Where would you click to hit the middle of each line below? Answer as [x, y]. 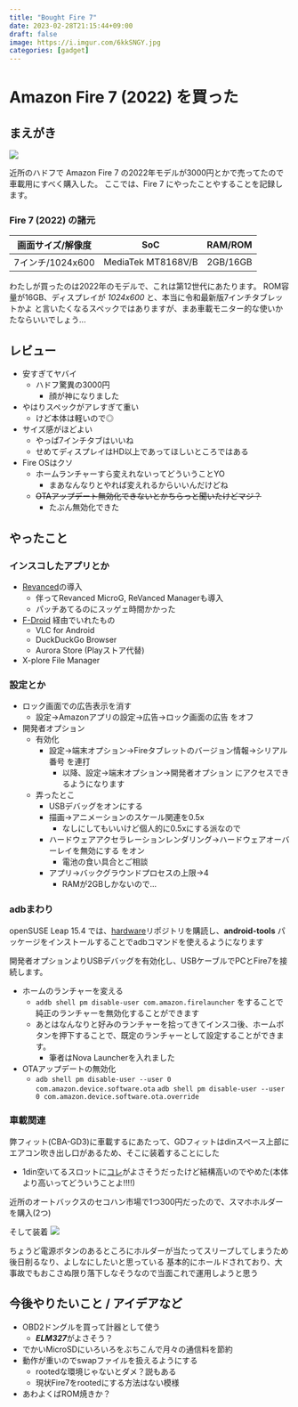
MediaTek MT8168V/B [151, 262]
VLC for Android [65, 630]
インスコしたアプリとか [59, 565]
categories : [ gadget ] [49, 51]
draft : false [33, 34]
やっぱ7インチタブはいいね [85, 441]
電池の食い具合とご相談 [105, 862]
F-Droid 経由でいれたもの [68, 620]
